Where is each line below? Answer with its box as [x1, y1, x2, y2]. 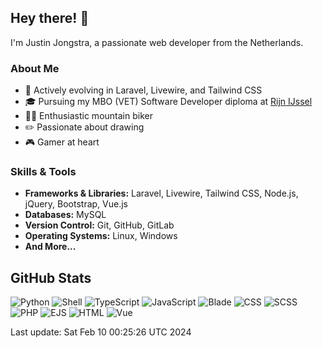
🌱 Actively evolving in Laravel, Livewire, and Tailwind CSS [24, 84, 263, 96]
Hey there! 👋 [10, 10, 90, 27]
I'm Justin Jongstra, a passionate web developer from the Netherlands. [10, 36, 304, 48]
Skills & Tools [10, 165, 77, 179]
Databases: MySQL [24, 209, 107, 221]
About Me [10, 61, 60, 75]
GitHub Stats [10, 269, 92, 286]
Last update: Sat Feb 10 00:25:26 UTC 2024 [10, 326, 192, 338]
